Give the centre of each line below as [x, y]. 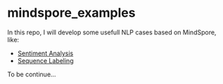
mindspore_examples [71, 13]
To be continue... [32, 74]
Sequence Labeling [45, 60]
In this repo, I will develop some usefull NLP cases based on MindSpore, [112, 32]
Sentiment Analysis [45, 53]
